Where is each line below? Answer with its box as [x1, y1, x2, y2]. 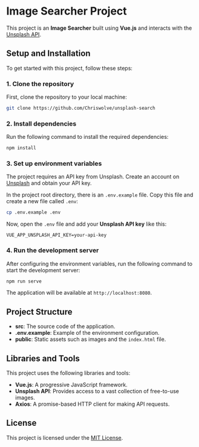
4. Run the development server [6, 246, 99, 255]
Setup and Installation [6, 49, 91, 59]
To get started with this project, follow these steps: [6, 64, 133, 72]
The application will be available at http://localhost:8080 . [6, 289, 152, 297]
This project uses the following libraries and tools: [6, 369, 131, 377]
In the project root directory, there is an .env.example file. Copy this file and [6, 191, 194, 198]
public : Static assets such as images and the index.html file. [15, 335, 166, 343]
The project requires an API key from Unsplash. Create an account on [6, 173, 180, 180]
